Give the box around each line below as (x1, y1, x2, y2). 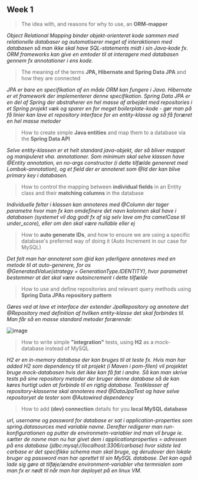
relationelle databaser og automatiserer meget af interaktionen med (6, 38, 173, 45)
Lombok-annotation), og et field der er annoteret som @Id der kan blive (6, 165, 181, 172)
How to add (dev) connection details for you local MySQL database (21, 405, 187, 412)
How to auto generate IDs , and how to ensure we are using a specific (21, 231, 190, 238)
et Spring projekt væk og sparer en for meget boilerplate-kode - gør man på (6, 105, 192, 112)
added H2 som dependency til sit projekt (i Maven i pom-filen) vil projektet (6, 363, 188, 370)
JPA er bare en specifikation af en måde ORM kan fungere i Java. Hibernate (6, 86, 192, 93)
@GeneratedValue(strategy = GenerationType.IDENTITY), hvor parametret (6, 267, 188, 275)
